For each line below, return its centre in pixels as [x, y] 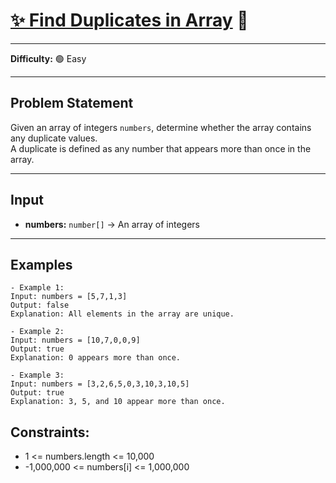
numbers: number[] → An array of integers [112, 224]
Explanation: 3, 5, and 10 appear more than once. [118, 402]
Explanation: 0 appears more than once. [96, 358]
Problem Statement [72, 103]
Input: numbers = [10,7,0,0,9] [75, 340]
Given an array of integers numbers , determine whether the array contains [161, 127]
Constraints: [50, 432]
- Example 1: [37, 288]
